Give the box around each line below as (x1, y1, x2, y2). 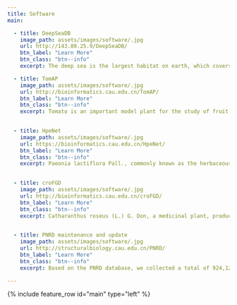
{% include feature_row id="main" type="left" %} (7, 290, 151, 299)
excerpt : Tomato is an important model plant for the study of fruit (20, 108, 229, 115)
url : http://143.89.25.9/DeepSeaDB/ (20, 43, 128, 50)
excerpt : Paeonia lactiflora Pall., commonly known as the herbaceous (20, 160, 232, 167)
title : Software (7, 10, 55, 18)
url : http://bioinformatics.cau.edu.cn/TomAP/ (20, 88, 159, 95)
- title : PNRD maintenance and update (13, 232, 128, 239)
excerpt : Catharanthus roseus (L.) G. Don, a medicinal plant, (20, 213, 210, 220)
